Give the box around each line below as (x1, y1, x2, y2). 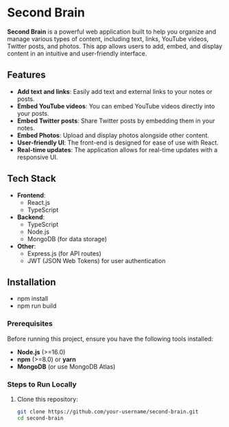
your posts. (16, 109, 49, 117)
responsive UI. (16, 153, 58, 161)
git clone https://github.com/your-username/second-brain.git (16, 408, 199, 415)
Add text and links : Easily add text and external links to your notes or (16, 87, 213, 95)
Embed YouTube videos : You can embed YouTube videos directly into (16, 101, 215, 110)
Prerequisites (7, 319, 53, 328)
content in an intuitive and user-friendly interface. (7, 49, 147, 58)
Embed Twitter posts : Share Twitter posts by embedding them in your (16, 117, 215, 125)
